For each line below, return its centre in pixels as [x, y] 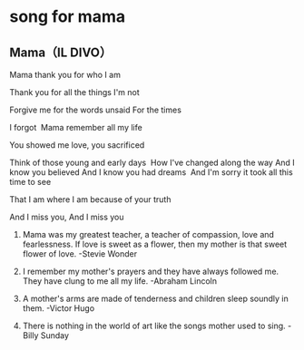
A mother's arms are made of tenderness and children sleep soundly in [155, 298]
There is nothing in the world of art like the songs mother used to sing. [154, 326]
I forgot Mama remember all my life [76, 127]
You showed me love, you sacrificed [77, 145]
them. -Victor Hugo [59, 308]
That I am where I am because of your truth [90, 199]
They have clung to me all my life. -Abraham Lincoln [120, 281]
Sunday [55, 335]
